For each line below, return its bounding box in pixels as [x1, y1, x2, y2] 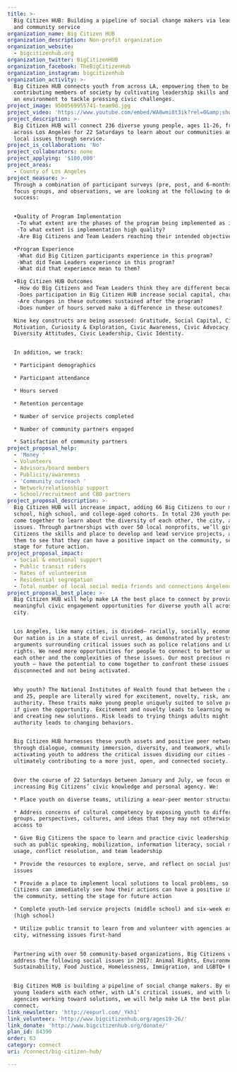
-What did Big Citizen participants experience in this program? [16, 252, 213, 259]
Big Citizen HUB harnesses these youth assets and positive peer [13, 738, 210, 745]
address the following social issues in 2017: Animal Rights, [13, 957, 200, 964]
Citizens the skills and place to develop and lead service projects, [13, 530, 226, 537]
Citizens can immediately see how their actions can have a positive [13, 886, 222, 893]
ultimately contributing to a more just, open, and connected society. [13, 758, 229, 765]
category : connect [7, 1042, 61, 1049]
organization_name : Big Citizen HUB [7, 30, 115, 37]
